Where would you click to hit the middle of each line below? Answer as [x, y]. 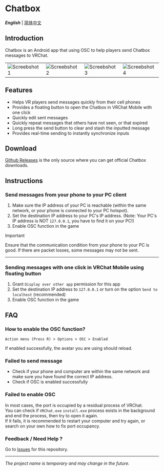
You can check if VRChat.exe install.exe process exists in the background [80, 410]
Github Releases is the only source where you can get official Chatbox [76, 160]
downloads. [17, 165]
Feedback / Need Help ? [34, 439]
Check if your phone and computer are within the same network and [81, 371]
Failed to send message [34, 361]
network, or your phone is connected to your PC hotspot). [70, 211]
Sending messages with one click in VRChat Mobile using [74, 267]
